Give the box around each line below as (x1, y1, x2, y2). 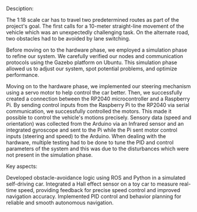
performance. (6, 72, 39, 78)
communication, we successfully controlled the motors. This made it (6, 108, 172, 115)
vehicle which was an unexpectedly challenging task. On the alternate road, (6, 29, 189, 36)
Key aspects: (6, 163, 38, 170)
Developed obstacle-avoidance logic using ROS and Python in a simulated (6, 174, 186, 181)
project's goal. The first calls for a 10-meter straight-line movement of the (6, 23, 184, 29)
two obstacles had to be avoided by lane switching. (6, 35, 131, 42)
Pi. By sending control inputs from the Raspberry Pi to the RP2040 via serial (6, 102, 189, 108)
